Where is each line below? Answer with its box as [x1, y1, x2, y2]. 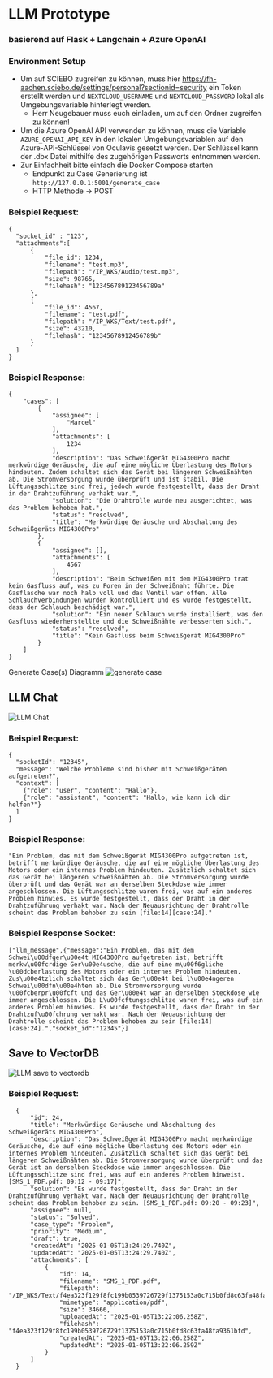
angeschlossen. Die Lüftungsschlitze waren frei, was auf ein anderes [8, 888, 253, 896]
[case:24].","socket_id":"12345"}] [8, 1024, 129, 1032]
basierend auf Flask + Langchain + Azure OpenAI [8, 34, 206, 45]
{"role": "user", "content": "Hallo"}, [23, 787, 158, 795]
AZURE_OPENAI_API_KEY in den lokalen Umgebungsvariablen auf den [19, 135, 244, 145]
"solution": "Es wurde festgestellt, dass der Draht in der [29, 1185, 238, 1193]
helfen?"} [8, 801, 42, 809]
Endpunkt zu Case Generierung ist [32, 169, 148, 179]
